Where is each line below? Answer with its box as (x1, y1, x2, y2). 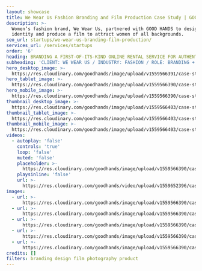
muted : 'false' (17, 155, 55, 161)
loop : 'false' (17, 149, 52, 155)
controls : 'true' (17, 143, 61, 150)
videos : (6, 132, 26, 139)
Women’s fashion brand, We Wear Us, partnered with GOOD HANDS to (11, 25, 182, 32)
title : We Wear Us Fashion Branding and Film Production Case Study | (6, 14, 187, 21)
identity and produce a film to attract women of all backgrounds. (11, 31, 185, 37)
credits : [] (6, 250, 36, 257)
